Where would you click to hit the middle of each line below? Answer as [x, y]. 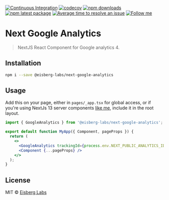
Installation [23, 63]
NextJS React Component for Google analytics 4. [68, 47]
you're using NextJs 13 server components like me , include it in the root [79, 108]
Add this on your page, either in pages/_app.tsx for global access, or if [78, 103]
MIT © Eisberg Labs [26, 192]
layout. [12, 113]
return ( [19, 137]
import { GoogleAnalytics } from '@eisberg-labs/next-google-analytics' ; [84, 123]
